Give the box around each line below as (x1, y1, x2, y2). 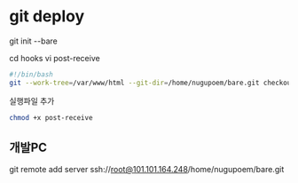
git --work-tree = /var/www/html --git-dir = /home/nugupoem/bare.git (9, 78, 260, 87)
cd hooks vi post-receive (9, 52, 100, 63)
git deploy (9, 6, 85, 27)
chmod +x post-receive (9, 113, 93, 122)
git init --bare (9, 36, 58, 46)
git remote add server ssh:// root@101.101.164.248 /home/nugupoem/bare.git (9, 164, 285, 175)
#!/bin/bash (9, 69, 53, 79)
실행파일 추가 (9, 95, 55, 106)
